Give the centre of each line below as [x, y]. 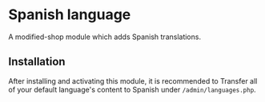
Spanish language [70, 15]
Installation [37, 62]
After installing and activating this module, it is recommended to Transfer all [133, 80]
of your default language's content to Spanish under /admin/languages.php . [132, 89]
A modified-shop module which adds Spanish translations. [105, 37]
